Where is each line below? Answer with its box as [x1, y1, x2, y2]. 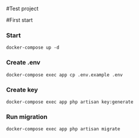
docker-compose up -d [6, 44, 60, 51]
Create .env [6, 59, 41, 67]
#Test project [6, 5, 39, 12]
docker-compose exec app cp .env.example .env [6, 72, 123, 78]
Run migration [6, 113, 48, 121]
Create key [6, 85, 38, 94]
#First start [6, 17, 33, 23]
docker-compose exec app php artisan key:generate [6, 99, 134, 105]
